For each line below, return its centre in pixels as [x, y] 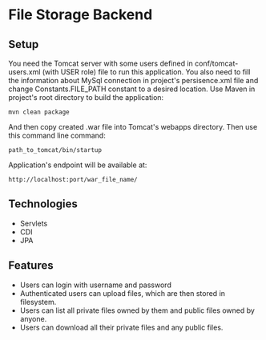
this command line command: [57, 135]
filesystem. [38, 302]
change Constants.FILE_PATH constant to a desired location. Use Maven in [132, 89]
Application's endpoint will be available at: [78, 165]
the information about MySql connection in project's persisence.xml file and [133, 80]
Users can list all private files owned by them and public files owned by [137, 310]
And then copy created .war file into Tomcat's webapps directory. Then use [133, 127]
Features [31, 266]
